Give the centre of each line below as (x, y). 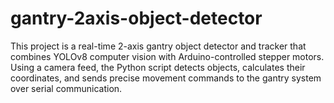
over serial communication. (66, 88)
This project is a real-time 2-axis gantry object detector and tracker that (158, 46)
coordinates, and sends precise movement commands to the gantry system (166, 78)
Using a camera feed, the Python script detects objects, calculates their (158, 67)
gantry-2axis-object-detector (136, 18)
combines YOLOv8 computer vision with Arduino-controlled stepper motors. (167, 56)
